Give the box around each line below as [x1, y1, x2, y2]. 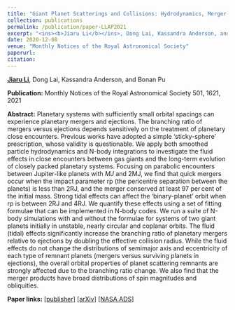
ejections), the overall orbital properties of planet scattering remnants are [7, 259, 219, 267]
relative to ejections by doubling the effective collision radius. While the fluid [7, 236, 227, 245]
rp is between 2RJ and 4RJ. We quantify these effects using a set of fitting [7, 199, 222, 208]
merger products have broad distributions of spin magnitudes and [7, 274, 197, 282]
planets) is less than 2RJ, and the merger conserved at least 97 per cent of [7, 184, 222, 193]
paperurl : [7, 50, 36, 57]
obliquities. [7, 281, 39, 290]
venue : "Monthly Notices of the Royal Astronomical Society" [7, 43, 190, 50]
